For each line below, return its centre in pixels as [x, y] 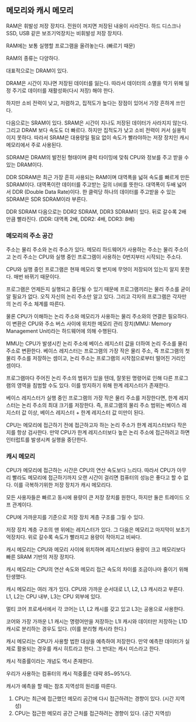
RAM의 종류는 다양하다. [33, 58]
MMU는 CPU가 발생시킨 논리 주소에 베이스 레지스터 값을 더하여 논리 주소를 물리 [97, 344]
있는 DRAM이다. [25, 164]
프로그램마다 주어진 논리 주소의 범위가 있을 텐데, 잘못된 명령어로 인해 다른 [90, 378]
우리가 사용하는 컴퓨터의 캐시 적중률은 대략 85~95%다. [69, 674]
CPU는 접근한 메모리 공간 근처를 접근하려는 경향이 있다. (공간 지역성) [93, 713]
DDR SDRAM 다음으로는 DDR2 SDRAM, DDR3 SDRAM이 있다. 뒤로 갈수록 [92, 211]
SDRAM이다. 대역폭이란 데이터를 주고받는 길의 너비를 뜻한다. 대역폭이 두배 [91, 184]
